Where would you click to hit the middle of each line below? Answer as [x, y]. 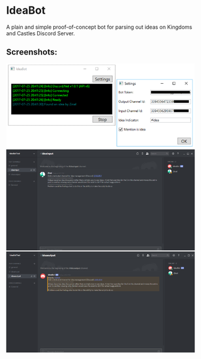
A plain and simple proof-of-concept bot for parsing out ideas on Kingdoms [99, 27]
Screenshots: [32, 52]
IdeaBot [26, 10]
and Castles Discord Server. [41, 33]
